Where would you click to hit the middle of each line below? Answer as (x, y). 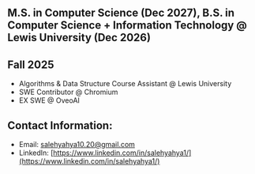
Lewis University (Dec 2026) (79, 38)
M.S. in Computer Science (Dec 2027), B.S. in (121, 13)
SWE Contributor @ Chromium (68, 92)
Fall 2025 (31, 64)
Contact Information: (60, 125)
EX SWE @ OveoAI (49, 100)
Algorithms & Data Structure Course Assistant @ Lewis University (125, 84)
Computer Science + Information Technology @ (127, 26)
